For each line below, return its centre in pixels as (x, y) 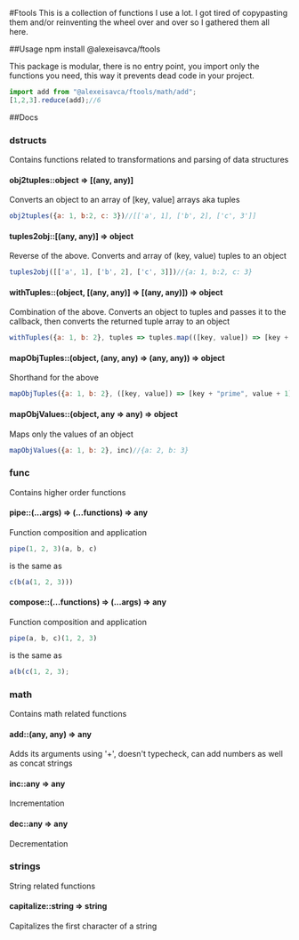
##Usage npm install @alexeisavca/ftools (85, 49)
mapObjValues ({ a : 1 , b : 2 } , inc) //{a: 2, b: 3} (99, 450)
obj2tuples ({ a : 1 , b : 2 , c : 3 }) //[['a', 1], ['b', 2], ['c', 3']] (133, 216)
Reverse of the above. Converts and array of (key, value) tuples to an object (148, 256)
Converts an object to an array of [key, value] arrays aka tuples (125, 200)
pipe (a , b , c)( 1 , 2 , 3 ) (53, 638)
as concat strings (41, 763)
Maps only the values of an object (71, 434)
